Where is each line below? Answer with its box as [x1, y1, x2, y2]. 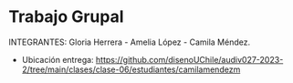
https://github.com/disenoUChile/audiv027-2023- [95, 54, 284, 65]
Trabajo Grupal [8, 6, 124, 27]
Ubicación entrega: [21, 54, 94, 65]
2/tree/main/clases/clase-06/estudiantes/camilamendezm [21, 64, 241, 75]
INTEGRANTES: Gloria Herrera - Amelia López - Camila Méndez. [8, 36, 251, 47]
